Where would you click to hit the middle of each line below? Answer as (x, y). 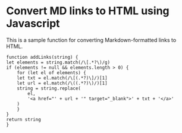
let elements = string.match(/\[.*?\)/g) (58, 62)
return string (24, 119)
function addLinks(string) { (42, 57)
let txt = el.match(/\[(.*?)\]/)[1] (62, 78)
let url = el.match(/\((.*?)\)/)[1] (62, 83)
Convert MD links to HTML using (88, 11)
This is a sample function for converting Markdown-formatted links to (91, 40)
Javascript (33, 23)
